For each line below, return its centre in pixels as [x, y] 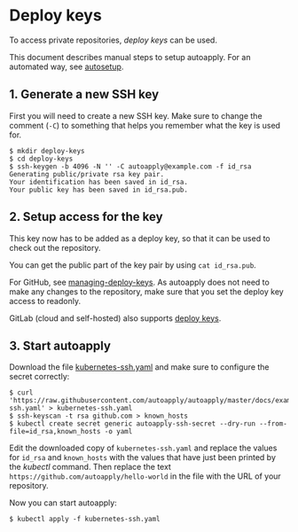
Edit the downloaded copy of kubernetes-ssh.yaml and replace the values [143, 448]
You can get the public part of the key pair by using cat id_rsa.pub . [133, 265]
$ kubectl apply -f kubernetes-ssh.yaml [85, 520]
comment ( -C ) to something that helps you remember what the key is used [145, 125]
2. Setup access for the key [86, 217]
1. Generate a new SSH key [84, 94]
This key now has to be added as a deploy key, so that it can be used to [140, 238]
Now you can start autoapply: [63, 503]
